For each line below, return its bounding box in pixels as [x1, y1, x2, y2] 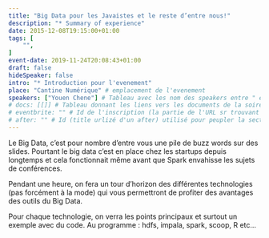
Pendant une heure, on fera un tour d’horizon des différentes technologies [8, 179, 254, 188]
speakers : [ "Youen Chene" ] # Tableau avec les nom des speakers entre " [8, 94, 256, 102]
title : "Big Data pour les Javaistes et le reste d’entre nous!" [8, 11, 231, 20]
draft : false [8, 64, 52, 72]
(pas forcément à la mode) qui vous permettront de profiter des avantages [8, 188, 254, 197]
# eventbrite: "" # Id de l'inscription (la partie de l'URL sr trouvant [8, 109, 260, 117]
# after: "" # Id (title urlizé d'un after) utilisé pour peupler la [8, 116, 246, 124]
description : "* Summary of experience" [8, 19, 146, 27]
